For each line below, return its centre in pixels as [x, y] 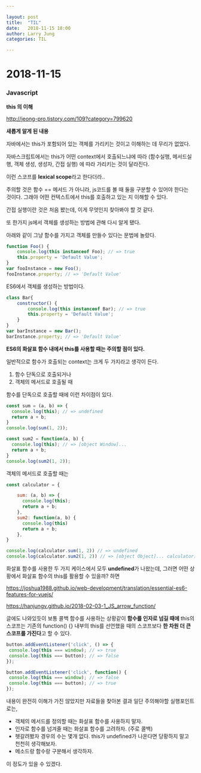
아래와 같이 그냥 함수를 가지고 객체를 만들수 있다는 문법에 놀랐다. [81, 235]
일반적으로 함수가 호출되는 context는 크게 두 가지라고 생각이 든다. [82, 361]
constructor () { [37, 303]
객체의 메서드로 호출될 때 [44, 381]
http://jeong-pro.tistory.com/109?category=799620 [69, 119]
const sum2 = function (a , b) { [45, 439]
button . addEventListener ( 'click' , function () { [67, 672]
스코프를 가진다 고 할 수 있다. [39, 633]
